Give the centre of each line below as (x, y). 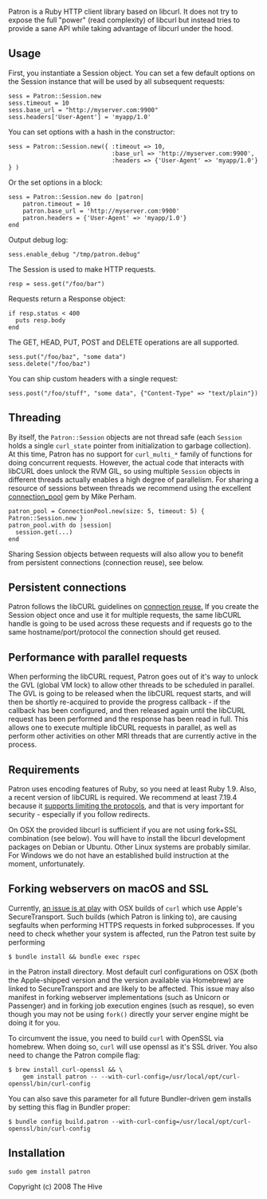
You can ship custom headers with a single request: (93, 378)
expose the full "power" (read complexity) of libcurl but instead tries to (124, 20)
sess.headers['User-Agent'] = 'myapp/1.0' (80, 117)
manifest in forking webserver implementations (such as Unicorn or (119, 997)
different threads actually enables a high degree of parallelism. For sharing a (133, 480)
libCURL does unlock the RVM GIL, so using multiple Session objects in (124, 471)
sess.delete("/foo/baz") (49, 364)
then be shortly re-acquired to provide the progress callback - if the (120, 702)
